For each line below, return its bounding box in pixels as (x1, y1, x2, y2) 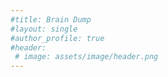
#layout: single (10, 24, 78, 34)
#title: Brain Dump (10, 14, 92, 25)
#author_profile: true (10, 33, 105, 43)
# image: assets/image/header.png (14, 52, 159, 62)
